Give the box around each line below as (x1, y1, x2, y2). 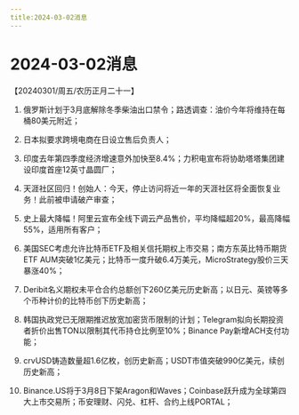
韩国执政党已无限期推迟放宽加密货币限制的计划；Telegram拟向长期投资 (22, 314, 284, 324)
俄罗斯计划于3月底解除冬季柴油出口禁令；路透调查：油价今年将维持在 (22, 104, 279, 115)
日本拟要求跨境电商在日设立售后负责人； (22, 134, 172, 145)
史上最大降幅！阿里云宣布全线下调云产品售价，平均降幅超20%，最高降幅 (22, 212, 290, 223)
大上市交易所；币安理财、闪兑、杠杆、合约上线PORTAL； (22, 396, 233, 407)
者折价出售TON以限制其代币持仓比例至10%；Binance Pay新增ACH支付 (22, 325, 282, 336)
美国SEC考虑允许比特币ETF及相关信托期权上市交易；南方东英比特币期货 (22, 243, 287, 253)
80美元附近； (30, 115, 81, 125)
